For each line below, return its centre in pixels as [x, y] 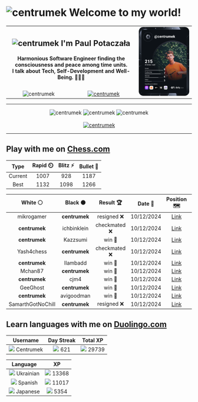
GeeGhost [32, 287]
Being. [65, 77]
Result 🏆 [111, 203]
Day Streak [62, 340]
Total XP [93, 340]
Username [26, 340]
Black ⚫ [75, 203]
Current [18, 176]
